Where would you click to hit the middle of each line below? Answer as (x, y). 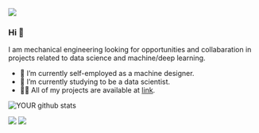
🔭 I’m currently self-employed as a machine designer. (107, 74)
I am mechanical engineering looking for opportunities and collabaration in (130, 50)
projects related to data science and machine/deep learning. (107, 58)
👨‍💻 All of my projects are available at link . (87, 90)
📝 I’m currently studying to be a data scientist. (95, 82)
